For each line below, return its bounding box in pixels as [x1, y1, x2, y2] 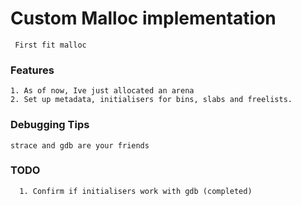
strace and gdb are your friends [10, 140, 150, 151]
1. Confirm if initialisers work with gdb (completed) [19, 186, 253, 196]
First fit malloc [14, 40, 87, 50]
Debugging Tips [10, 118, 90, 132]
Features [10, 63, 55, 77]
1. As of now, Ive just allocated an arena [10, 86, 195, 96]
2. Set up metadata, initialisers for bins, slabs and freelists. [10, 95, 293, 105]
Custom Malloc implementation [10, 7, 277, 30]
